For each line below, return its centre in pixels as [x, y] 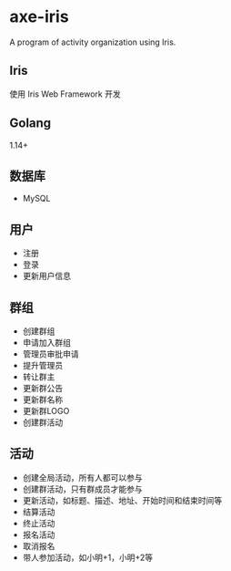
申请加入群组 [46, 343]
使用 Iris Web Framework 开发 [65, 94]
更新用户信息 [46, 276]
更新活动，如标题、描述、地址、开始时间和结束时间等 [122, 500]
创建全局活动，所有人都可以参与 [82, 477]
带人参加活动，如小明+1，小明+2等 [88, 557]
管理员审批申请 [50, 354]
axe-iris [40, 17]
